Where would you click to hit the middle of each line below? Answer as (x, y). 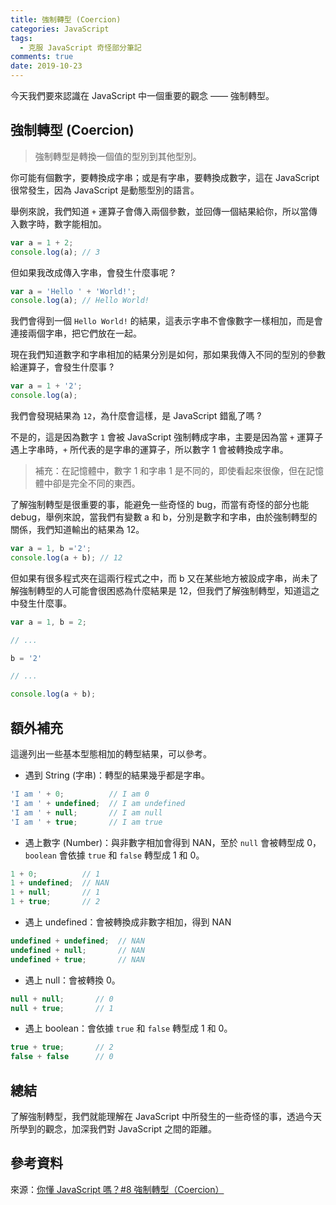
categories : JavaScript (60, 29)
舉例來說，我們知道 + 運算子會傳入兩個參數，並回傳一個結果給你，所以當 (160, 211)
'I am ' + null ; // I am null (86, 812)
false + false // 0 (62, 1057)
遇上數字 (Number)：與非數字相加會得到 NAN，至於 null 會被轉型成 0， (173, 842)
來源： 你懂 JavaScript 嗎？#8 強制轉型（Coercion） (117, 1189)
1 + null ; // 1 (55, 892)
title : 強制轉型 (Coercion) (66, 19)
